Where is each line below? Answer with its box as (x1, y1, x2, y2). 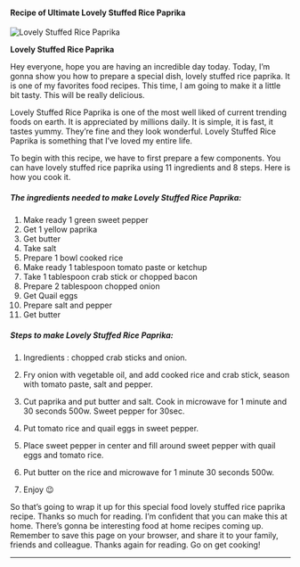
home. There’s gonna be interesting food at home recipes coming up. (10, 521, 264, 531)
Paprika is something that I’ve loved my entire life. (10, 136, 193, 146)
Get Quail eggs (22, 291, 78, 301)
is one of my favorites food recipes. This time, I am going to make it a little (10, 80, 281, 91)
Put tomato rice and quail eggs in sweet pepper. (22, 423, 199, 434)
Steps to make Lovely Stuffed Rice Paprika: (10, 330, 174, 341)
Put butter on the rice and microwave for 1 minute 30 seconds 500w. (22, 467, 275, 478)
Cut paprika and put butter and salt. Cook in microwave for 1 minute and (22, 397, 288, 407)
